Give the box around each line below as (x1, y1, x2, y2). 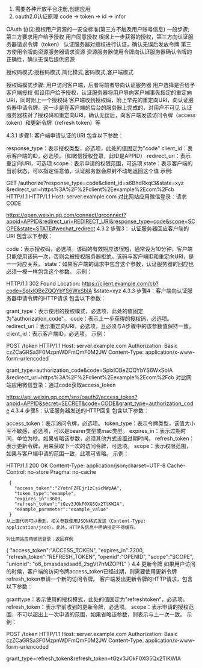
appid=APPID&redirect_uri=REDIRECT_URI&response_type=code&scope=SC (6, 218, 195, 225)
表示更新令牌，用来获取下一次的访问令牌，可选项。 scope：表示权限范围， (6, 443, 192, 449)
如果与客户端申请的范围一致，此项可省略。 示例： (6, 450, 129, 457)
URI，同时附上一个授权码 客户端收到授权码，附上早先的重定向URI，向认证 (6, 96, 189, 104)
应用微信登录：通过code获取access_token (11, 382, 116, 388)
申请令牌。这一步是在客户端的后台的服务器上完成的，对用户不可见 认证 (16, 104, 192, 111)
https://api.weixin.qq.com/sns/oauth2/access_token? (6, 394, 138, 400)
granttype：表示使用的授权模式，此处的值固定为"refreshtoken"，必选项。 (6, 596, 188, 603)
